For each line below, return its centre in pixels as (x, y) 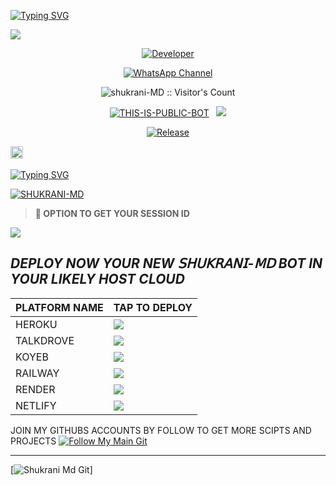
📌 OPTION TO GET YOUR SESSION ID (112, 213)
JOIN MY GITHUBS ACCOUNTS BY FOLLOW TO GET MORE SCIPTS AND (161, 430)
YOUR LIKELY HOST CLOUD (97, 279)
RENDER (35, 389)
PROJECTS (33, 441)
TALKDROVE (45, 340)
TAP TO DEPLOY (153, 307)
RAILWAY (37, 373)
